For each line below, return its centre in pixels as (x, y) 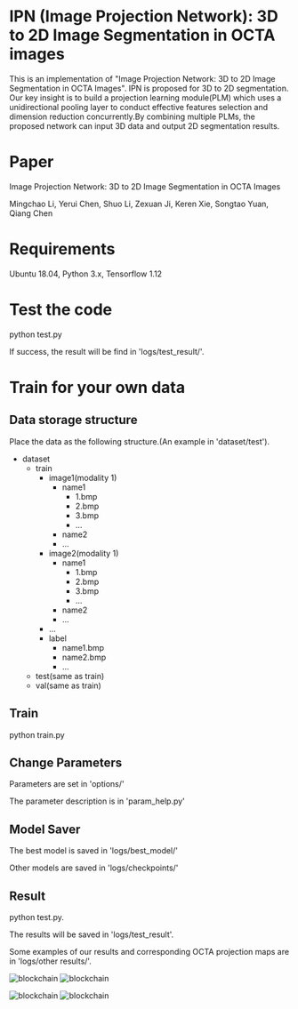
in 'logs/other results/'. (50, 961)
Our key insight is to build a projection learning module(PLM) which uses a (145, 97)
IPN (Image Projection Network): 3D (144, 16)
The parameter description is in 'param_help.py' (97, 801)
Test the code (61, 309)
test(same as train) (70, 676)
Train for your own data (97, 387)
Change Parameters (66, 762)
